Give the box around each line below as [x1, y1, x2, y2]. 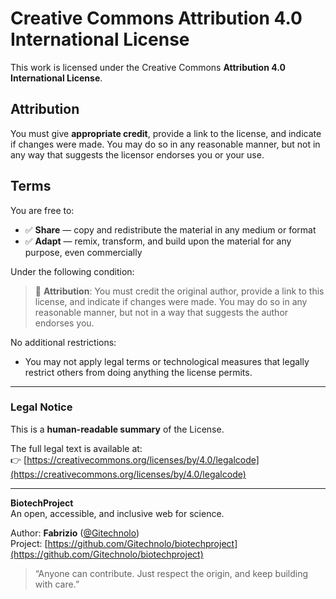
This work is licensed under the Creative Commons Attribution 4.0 [10, 61, 286, 73]
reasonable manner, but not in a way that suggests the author [34, 306, 289, 318]
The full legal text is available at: [10, 442, 143, 454]
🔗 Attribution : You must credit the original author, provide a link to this [34, 285, 325, 297]
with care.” [34, 578, 80, 590]
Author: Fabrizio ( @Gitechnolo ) [10, 527, 140, 539]
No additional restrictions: [10, 336, 117, 348]
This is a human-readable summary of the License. [10, 423, 225, 435]
